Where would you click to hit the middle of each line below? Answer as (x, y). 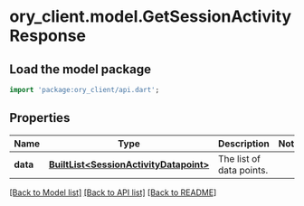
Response (48, 36)
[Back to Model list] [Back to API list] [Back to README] (113, 192)
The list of (239, 158)
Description (244, 144)
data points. (243, 170)
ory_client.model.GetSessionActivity (151, 17)
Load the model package (81, 69)
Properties (40, 118)
